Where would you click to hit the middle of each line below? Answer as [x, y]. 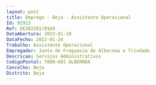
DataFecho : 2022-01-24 [35, 40]
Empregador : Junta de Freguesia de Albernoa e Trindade [78, 51]
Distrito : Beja [25, 73]
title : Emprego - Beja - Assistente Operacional [69, 17]
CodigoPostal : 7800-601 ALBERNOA [48, 62]
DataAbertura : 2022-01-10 [39, 34]
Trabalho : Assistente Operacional [50, 45]
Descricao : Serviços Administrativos [54, 56]
